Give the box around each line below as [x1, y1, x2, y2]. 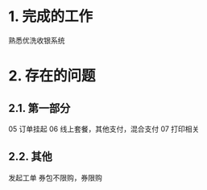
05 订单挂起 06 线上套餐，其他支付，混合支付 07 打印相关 [8, 124, 200, 134]
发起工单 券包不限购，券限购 [8, 172, 102, 182]
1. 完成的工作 [8, 7, 93, 26]
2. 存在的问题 [8, 67, 96, 85]
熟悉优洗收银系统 [8, 35, 65, 45]
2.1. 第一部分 [8, 101, 71, 115]
